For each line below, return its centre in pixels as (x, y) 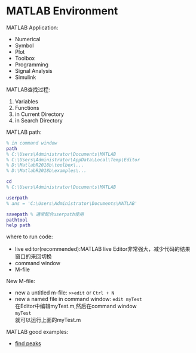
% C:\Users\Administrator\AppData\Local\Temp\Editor (73, 159)
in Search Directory (39, 120)
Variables (26, 101)
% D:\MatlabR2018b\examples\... (46, 171)
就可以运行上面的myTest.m (48, 320)
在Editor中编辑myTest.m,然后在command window (76, 306)
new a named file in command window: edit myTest (78, 299)
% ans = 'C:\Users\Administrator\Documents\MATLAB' (72, 203)
